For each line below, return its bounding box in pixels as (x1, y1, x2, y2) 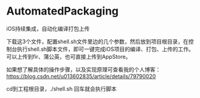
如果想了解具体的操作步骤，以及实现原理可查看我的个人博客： (6, 65, 161, 73)
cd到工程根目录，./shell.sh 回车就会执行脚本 (6, 85, 117, 92)
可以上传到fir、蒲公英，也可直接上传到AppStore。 (6, 53, 131, 60)
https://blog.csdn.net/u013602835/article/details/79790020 (6, 73, 156, 80)
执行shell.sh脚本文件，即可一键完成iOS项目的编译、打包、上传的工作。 (16, 45, 195, 53)
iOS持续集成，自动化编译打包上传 (6, 25, 90, 32)
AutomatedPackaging (6, 4, 119, 18)
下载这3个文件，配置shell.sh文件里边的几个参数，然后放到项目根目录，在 (6, 38, 188, 45)
